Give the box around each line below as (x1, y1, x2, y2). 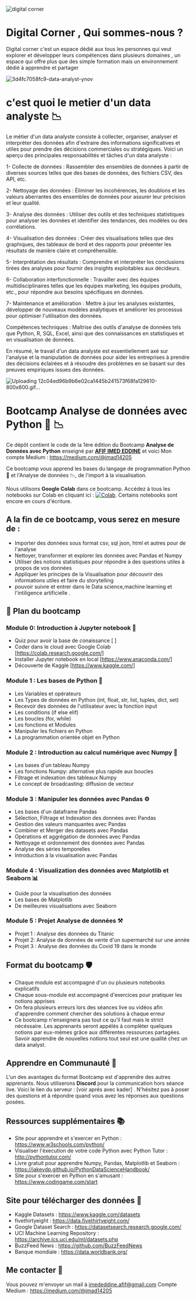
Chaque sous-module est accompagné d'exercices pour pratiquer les (14, 991, 183, 998)
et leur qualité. (6, 199, 41, 206)
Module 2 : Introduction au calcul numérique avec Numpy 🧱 (6, 748, 178, 756)
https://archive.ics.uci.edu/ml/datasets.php (14, 1236, 119, 1243)
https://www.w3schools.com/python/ (14, 1141, 105, 1148)
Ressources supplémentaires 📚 (6, 1116, 125, 1126)
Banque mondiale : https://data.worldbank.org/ (14, 1248, 128, 1255)
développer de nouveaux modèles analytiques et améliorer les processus (6, 306, 183, 313)
